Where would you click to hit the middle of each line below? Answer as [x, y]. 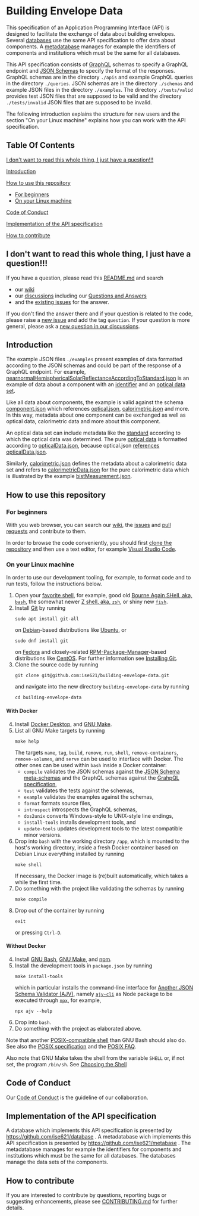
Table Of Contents [41, 145]
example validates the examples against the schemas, [89, 796]
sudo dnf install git [41, 641]
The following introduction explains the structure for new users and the [93, 114]
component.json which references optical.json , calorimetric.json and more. [98, 409]
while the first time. [38, 882]
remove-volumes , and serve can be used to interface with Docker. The [99, 759]
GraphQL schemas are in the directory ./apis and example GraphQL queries [99, 77]
